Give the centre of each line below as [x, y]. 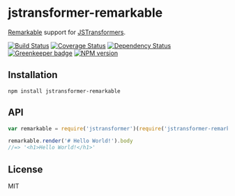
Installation [33, 75]
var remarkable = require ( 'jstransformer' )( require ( [86, 128]
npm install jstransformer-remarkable [64, 91]
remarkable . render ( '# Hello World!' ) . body [70, 141]
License [25, 169]
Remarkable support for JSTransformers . [67, 32]
